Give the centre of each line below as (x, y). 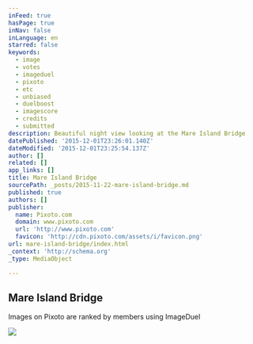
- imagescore (37, 112)
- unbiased (33, 97)
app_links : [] (32, 170)
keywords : (25, 52)
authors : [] (28, 200)
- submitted (35, 126)
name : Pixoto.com (44, 215)
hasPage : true (32, 23)
